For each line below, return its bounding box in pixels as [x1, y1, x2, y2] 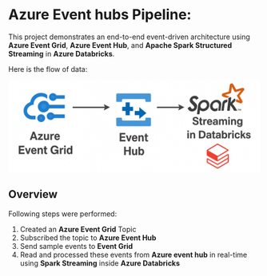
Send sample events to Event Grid [19, 241, 133, 250]
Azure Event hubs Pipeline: [8, 6, 192, 24]
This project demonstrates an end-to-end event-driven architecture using [8, 32, 250, 41]
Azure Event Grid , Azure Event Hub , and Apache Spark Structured [8, 40, 233, 49]
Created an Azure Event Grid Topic [19, 224, 137, 234]
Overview [8, 187, 58, 201]
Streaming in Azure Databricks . [8, 49, 115, 58]
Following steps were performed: [8, 209, 118, 219]
